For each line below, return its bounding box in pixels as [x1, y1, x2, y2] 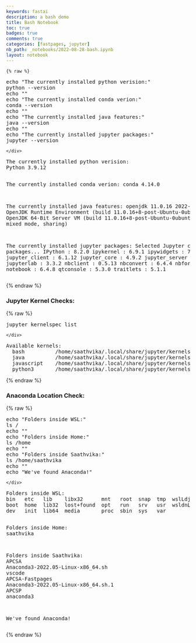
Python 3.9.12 [6, 164, 47, 170]
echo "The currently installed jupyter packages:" [6, 131, 154, 138]
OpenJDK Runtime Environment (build [6, 208, 111, 216]
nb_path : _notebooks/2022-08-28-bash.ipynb [6, 47, 114, 53]
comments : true [6, 36, 43, 42]
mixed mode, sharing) [6, 220, 68, 227]
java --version [6, 119, 50, 126]
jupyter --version [6, 137, 59, 143]
